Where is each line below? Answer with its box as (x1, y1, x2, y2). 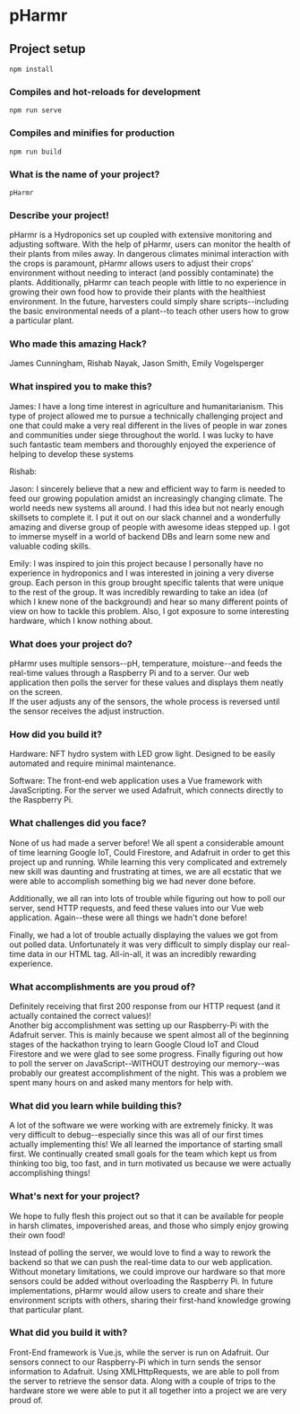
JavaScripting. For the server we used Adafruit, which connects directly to (9, 785, 284, 795)
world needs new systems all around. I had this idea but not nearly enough (9, 502, 285, 513)
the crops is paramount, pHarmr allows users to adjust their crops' (9, 258, 254, 269)
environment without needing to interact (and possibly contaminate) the (9, 268, 274, 278)
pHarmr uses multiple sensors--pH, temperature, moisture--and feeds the (9, 658, 283, 669)
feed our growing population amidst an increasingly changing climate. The (9, 493, 284, 504)
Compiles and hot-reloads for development (9, 85, 201, 98)
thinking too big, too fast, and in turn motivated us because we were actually (9, 1158, 292, 1169)
